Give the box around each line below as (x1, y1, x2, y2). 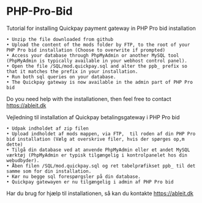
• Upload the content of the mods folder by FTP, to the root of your (6, 42, 190, 48)
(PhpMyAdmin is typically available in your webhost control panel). (6, 57, 188, 64)
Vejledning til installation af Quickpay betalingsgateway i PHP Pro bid (6, 113, 180, 120)
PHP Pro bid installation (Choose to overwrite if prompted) (6, 47, 166, 53)
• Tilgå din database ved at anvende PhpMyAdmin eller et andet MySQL (6, 147, 190, 153)
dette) (6, 141, 23, 147)
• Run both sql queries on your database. (6, 73, 116, 80)
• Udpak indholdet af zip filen (6, 125, 89, 131)
